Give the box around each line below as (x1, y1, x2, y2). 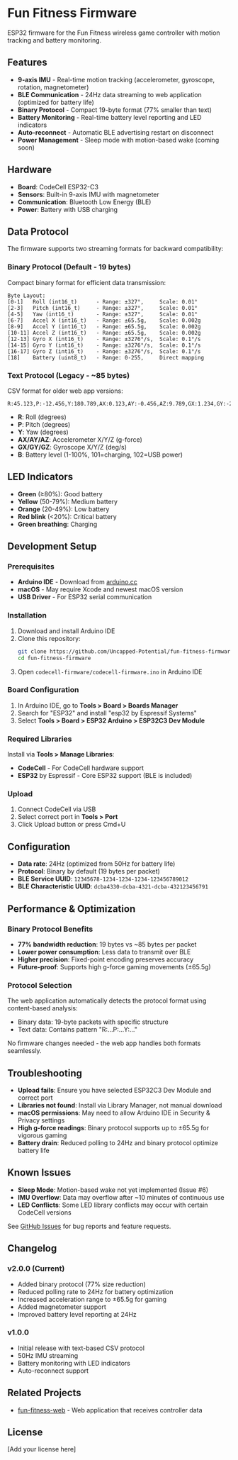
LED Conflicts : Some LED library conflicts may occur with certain (17, 1200, 208, 1209)
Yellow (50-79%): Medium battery (17, 497, 118, 506)
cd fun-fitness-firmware (17, 654, 91, 662)
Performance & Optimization (7, 903, 136, 915)
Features (7, 57, 47, 69)
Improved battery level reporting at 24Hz (17, 1310, 137, 1318)
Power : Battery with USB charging (17, 205, 118, 213)
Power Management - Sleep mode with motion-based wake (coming (17, 135, 220, 144)
